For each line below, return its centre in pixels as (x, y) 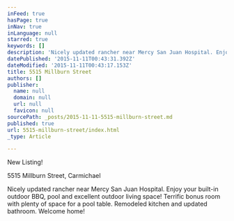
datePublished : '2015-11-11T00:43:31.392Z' (71, 59)
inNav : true (24, 26)
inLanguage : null (32, 33)
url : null (28, 104)
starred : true (28, 40)
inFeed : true (26, 14)
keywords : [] (26, 46)
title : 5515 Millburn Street (49, 72)
